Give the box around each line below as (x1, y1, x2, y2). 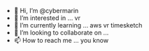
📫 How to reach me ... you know (13, 37, 109, 44)
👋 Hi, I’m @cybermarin (13, 7, 79, 14)
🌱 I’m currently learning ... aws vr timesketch (13, 21, 143, 29)
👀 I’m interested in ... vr (13, 14, 80, 22)
